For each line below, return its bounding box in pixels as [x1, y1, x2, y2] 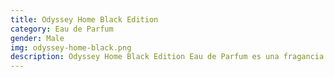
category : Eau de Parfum [10, 24, 114, 34]
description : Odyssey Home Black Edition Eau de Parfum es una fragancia [10, 52, 325, 62]
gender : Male [10, 33, 65, 43]
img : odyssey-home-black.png [10, 42, 132, 53]
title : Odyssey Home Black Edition [10, 14, 159, 25]
